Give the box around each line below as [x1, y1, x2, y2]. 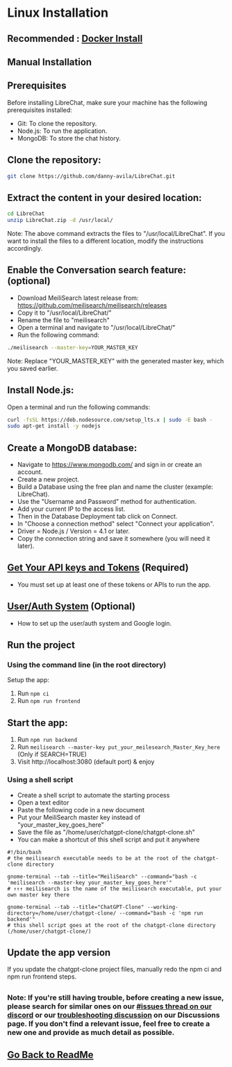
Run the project [7, 639, 75, 651]
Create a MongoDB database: [7, 442, 138, 454]
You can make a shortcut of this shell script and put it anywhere [17, 835, 200, 844]
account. [17, 468, 43, 476]
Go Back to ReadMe [7, 1049, 94, 1061]
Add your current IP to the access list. [17, 505, 126, 513]
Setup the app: [7, 676, 50, 684]
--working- [147, 903, 179, 910]
